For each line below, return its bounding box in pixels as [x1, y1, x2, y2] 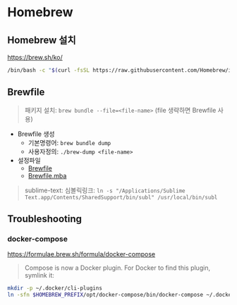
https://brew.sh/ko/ [7, 54, 63, 61]
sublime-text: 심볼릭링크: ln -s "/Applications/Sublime [24, 186, 186, 194]
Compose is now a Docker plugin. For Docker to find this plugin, [24, 263, 210, 272]
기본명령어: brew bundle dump [28, 138, 111, 147]
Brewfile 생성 [17, 130, 55, 138]
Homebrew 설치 [7, 34, 76, 46]
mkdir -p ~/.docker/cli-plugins [7, 285, 102, 292]
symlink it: [24, 271, 54, 280]
